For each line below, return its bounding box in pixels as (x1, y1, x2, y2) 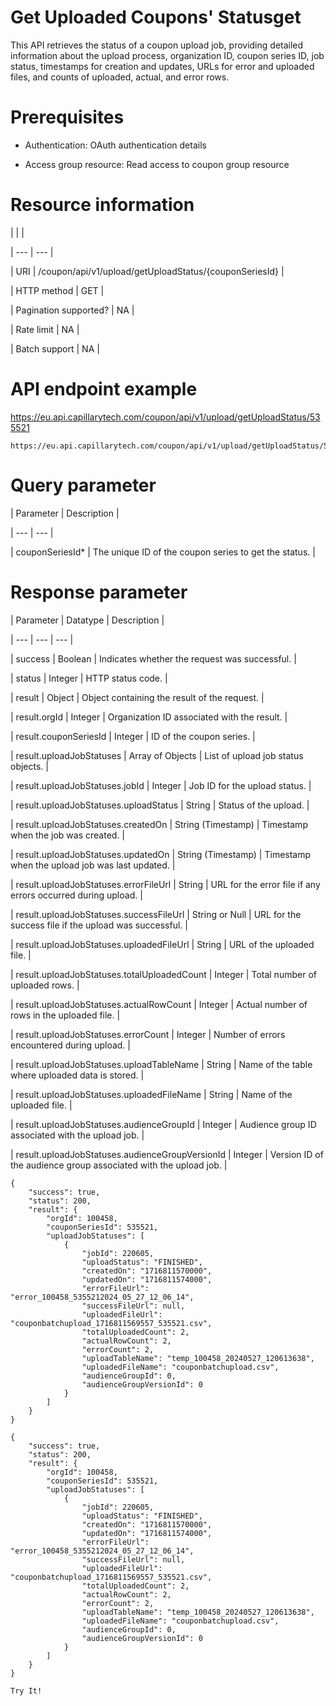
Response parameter (10, 581, 188, 603)
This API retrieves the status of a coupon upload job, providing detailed (10, 39, 304, 51)
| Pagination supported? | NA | (10, 304, 135, 316)
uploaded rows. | (10, 979, 80, 991)
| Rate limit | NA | (10, 323, 80, 335)
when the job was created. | (10, 829, 126, 841)
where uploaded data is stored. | (10, 1069, 145, 1081)
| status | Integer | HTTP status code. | (10, 672, 168, 684)
